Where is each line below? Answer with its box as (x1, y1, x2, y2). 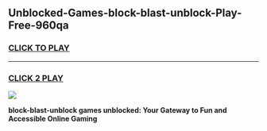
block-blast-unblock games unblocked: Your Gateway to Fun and (8, 105, 228, 114)
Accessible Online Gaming (8, 114, 98, 123)
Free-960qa (8, 19, 69, 33)
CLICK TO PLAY (8, 43, 70, 54)
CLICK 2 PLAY (8, 72, 64, 83)
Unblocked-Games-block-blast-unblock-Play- (8, 6, 242, 20)
